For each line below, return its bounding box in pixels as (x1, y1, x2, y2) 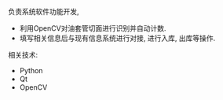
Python (19, 66, 43, 75)
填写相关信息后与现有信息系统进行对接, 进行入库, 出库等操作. (19, 34, 216, 43)
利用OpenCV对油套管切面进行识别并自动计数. (19, 24, 166, 33)
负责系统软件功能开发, (8, 7, 80, 16)
